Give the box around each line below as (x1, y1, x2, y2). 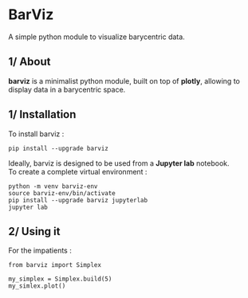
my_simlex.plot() (8, 282, 66, 290)
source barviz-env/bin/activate (8, 189, 116, 197)
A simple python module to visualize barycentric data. (8, 32, 185, 41)
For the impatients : (8, 245, 72, 256)
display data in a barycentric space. (8, 84, 126, 94)
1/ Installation (8, 108, 77, 121)
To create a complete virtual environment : (8, 167, 148, 176)
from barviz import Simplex (8, 261, 102, 269)
